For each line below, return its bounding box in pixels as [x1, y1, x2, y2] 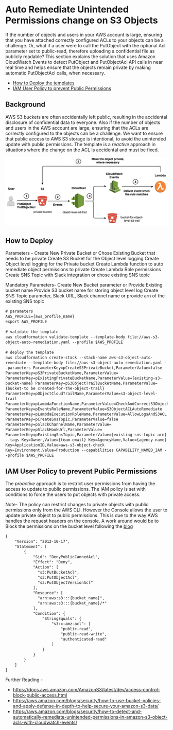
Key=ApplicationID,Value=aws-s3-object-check [5, 442, 105, 448]
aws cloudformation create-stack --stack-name [5, 355, 107, 361]
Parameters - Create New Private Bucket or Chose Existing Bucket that [5, 250, 155, 256]
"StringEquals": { [42, 616, 82, 621]
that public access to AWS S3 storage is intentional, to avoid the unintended [5, 135, 166, 142]
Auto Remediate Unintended [5, 4, 129, 15]
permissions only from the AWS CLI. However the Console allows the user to [5, 507, 168, 513]
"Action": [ [32, 565, 59, 570]
